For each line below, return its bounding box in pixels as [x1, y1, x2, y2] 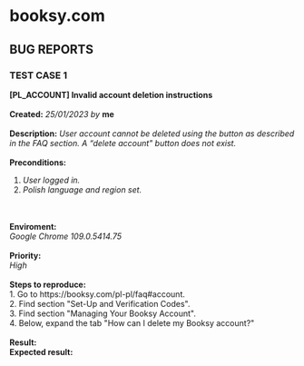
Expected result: [9, 346, 74, 357]
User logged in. [22, 174, 81, 185]
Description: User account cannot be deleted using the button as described [9, 128, 295, 139]
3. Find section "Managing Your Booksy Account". [9, 308, 197, 319]
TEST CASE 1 [9, 69, 68, 82]
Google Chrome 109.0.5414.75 [9, 231, 123, 242]
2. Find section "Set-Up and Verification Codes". [9, 298, 191, 309]
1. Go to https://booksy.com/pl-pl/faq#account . [9, 288, 186, 300]
